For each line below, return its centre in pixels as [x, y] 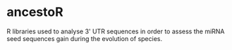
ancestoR [35, 12]
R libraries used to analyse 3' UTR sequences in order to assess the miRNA [116, 31]
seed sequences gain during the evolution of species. [85, 38]
